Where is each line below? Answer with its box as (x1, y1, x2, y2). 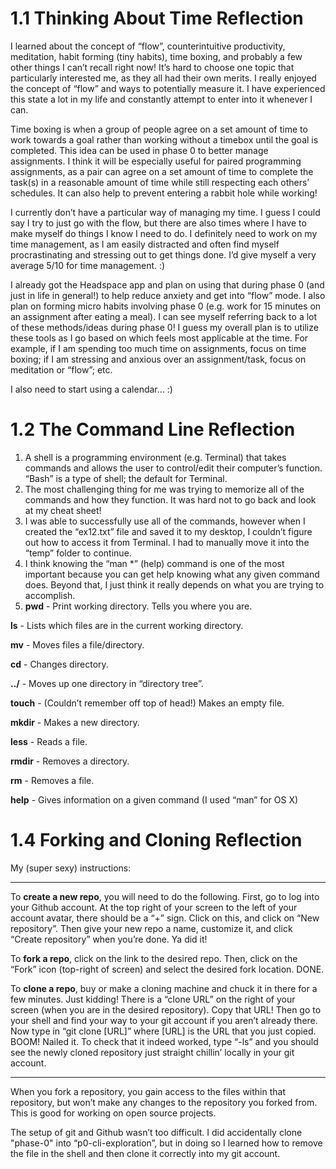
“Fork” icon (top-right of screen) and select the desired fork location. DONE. (10, 963, 325, 975)
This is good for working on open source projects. (10, 1107, 217, 1119)
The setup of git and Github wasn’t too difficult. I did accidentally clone (10, 1126, 303, 1138)
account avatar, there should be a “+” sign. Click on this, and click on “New (10, 912, 320, 924)
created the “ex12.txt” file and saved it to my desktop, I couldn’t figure (24, 525, 313, 537)
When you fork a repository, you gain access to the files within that (10, 1085, 287, 1097)
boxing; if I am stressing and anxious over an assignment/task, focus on (10, 353, 307, 365)
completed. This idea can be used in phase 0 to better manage (10, 144, 269, 156)
